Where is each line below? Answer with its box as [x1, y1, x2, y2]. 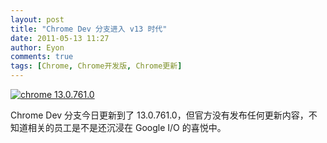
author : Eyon [10, 42, 65, 53]
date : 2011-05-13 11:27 [10, 33, 110, 43]
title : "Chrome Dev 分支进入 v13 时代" [10, 24, 168, 34]
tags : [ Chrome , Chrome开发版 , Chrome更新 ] [10, 61, 183, 71]
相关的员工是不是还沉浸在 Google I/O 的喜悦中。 [27, 122, 227, 133]
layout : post [10, 14, 65, 25]
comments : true [10, 52, 74, 62]
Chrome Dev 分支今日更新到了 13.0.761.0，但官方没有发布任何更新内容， [10, 109, 309, 121]
